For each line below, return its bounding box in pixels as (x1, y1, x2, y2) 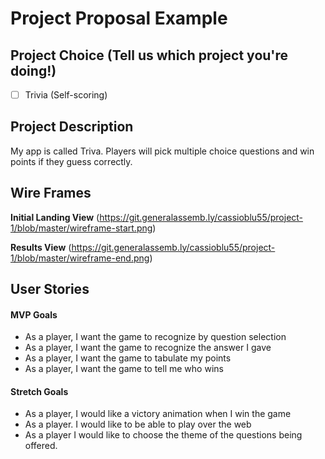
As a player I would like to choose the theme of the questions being (24, 429, 303, 441)
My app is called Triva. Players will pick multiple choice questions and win (10, 145, 315, 157)
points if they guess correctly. (10, 155, 133, 167)
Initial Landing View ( (10, 211, 100, 223)
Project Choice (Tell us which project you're (10, 47, 289, 64)
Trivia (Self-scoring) (24, 89, 108, 101)
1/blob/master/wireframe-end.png (10, 252, 150, 264)
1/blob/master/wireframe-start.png (10, 222, 153, 234)
